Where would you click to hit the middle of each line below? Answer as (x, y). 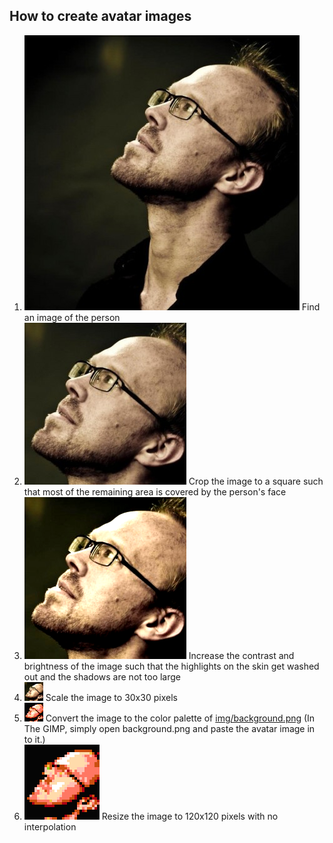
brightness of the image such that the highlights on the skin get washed (171, 666)
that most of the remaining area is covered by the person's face (155, 491)
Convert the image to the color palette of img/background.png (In (180, 718)
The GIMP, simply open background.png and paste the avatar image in (169, 728)
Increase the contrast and (241, 655)
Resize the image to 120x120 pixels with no (190, 816)
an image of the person (72, 317)
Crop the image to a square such (256, 481)
